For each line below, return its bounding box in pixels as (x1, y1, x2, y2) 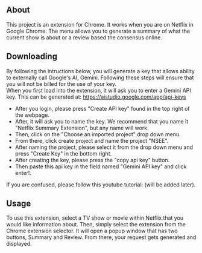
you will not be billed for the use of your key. (6, 80, 116, 87)
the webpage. (14, 111, 50, 119)
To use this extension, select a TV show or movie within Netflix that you (6, 214, 184, 222)
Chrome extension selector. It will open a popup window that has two (6, 227, 178, 235)
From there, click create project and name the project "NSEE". (14, 137, 169, 144)
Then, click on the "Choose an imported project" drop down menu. (14, 130, 181, 138)
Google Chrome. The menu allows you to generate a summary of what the (6, 27, 191, 34)
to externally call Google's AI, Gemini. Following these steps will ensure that (6, 74, 194, 81)
